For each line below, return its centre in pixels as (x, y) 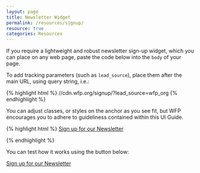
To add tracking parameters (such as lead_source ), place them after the (94, 75)
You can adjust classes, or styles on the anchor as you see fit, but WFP (93, 111)
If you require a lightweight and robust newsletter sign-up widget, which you (100, 51)
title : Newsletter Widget (38, 17)
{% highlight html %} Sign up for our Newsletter (65, 129)
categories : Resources (34, 34)
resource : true (25, 28)
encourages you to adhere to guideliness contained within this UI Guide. (95, 118)
